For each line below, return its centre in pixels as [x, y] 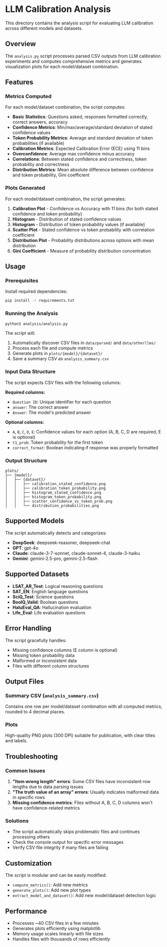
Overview [21, 44]
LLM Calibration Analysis [58, 9]
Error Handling [28, 628]
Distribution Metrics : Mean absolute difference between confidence [83, 170]
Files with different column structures [51, 666]
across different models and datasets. [44, 28]
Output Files [24, 681]
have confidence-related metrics [46, 808]
